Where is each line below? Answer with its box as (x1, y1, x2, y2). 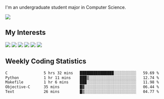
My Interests (5, 28, 46, 37)
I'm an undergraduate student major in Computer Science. (5, 5, 126, 10)
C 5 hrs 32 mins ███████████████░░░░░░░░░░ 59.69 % (5, 70, 159, 75)
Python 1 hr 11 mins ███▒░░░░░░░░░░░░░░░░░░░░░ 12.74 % (5, 75, 159, 80)
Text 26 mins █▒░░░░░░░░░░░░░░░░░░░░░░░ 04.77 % (5, 89, 159, 94)
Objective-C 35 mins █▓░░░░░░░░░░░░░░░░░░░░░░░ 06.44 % (5, 84, 159, 90)
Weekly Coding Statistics (5, 57, 87, 66)
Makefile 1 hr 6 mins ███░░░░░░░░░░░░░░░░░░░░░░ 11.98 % (5, 80, 159, 85)
